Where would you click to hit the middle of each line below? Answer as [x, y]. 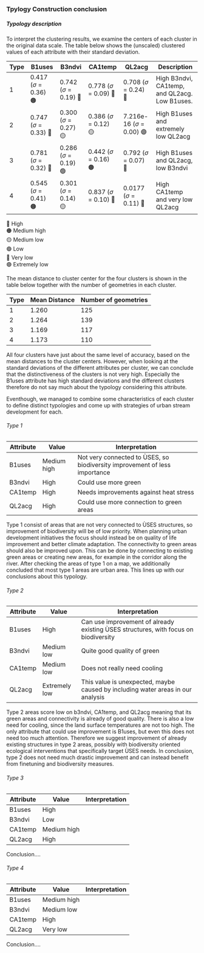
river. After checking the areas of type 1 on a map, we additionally [88, 564]
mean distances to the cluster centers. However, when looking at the [92, 361]
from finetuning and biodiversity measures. [60, 764]
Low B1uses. [174, 101]
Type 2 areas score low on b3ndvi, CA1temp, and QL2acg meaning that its [99, 712]
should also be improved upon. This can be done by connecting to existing [100, 551]
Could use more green [109, 482]
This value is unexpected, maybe [128, 682]
